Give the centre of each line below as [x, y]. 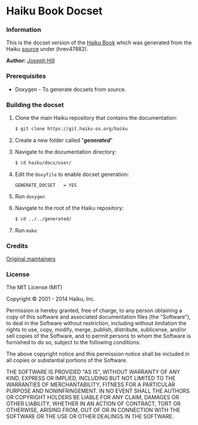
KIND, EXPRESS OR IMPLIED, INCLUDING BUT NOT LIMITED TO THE [91, 378]
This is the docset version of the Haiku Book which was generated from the [99, 42]
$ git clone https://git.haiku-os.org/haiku [71, 129]
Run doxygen [30, 196]
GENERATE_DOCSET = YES [46, 185]
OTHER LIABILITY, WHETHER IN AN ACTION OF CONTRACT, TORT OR [93, 404]
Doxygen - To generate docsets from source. [71, 89]
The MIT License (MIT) [34, 287]
